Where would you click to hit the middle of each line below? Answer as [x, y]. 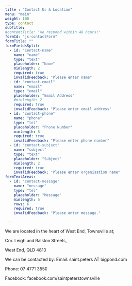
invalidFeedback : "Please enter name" [53, 77]
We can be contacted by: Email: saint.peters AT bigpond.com [66, 259]
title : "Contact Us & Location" [39, 9]
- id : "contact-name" [31, 50]
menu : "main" [18, 14]
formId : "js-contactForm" [31, 37]
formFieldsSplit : [23, 46]
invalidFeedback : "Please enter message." [57, 213]
